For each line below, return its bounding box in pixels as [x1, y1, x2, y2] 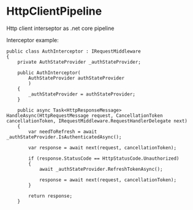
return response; [28, 193, 72, 199]
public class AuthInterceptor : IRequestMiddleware [6, 48, 141, 54]
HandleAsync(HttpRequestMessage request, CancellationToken [6, 112, 164, 119]
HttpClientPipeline [6, 4, 102, 18]
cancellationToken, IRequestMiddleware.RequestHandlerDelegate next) [6, 118, 188, 124]
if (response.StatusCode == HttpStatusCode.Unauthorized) [28, 155, 180, 162]
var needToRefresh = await [28, 129, 97, 135]
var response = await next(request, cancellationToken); [28, 144, 176, 151]
